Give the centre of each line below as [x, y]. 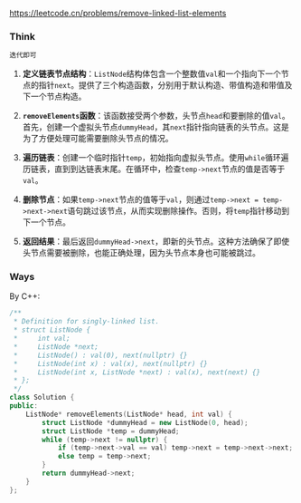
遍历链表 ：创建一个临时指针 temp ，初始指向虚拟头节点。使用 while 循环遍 [155, 158]
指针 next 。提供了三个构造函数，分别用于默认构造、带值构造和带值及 [165, 85]
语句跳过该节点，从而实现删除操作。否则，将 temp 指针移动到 [179, 211]
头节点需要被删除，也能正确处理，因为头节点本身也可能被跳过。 [141, 253]
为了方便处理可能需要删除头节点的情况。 [98, 139]
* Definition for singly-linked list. [86, 322]
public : [24, 406]
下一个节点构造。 [54, 97]
